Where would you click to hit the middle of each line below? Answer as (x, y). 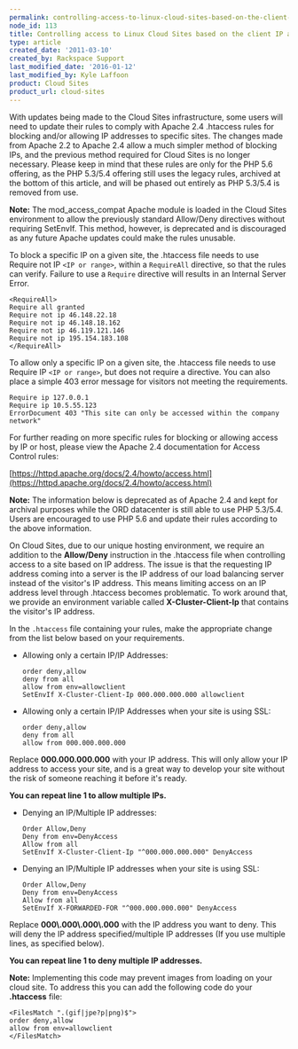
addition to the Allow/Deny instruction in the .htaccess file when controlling (147, 554)
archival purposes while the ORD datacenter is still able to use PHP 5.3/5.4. (146, 509)
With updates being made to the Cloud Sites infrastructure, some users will (146, 117)
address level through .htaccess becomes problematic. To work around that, (149, 592)
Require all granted (47, 307)
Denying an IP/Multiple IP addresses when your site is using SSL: (141, 868)
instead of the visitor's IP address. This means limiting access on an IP (138, 583)
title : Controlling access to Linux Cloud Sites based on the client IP (146, 34)
